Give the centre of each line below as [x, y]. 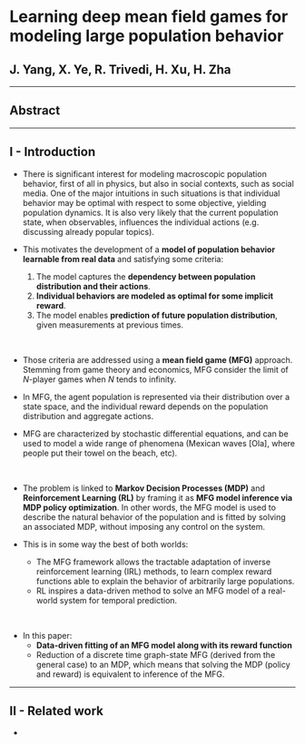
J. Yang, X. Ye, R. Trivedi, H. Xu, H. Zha [120, 69]
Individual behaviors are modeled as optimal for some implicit [155, 296]
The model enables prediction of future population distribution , [157, 315]
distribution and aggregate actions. [88, 416]
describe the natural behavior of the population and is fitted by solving [154, 517]
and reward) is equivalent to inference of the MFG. [130, 674]
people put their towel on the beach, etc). [100, 453]
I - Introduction [53, 152]
